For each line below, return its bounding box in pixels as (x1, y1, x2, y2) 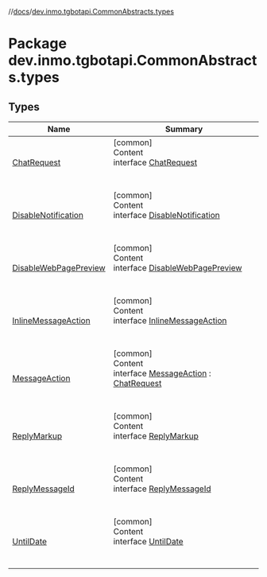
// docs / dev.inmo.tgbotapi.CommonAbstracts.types (8, 7, 175, 16)
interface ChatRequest (113, 157, 197, 168)
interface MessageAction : (113, 368, 212, 379)
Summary (165, 123, 203, 135)
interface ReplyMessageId (113, 483, 211, 494)
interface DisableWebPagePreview (113, 263, 242, 273)
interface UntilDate (113, 536, 184, 547)
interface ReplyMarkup (113, 431, 199, 441)
